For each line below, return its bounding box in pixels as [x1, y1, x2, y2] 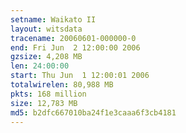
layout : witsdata [10, 24, 83, 34]
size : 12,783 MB [10, 98, 78, 108]
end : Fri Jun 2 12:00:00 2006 [10, 42, 141, 53]
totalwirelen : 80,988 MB [10, 80, 114, 90]
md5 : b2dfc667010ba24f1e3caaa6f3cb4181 [10, 107, 177, 118]
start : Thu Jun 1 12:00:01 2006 [10, 71, 150, 81]
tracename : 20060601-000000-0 [10, 33, 137, 43]
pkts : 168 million [10, 89, 87, 99]
